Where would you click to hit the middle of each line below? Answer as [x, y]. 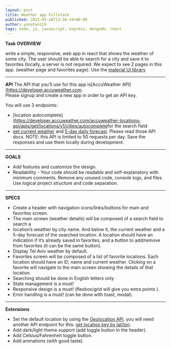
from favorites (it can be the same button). [57, 246]
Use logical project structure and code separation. [65, 183]
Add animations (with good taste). [48, 341]
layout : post [19, 10]
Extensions [17, 309]
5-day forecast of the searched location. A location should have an [83, 235]
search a [22, 224]
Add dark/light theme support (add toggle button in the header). [80, 330]
